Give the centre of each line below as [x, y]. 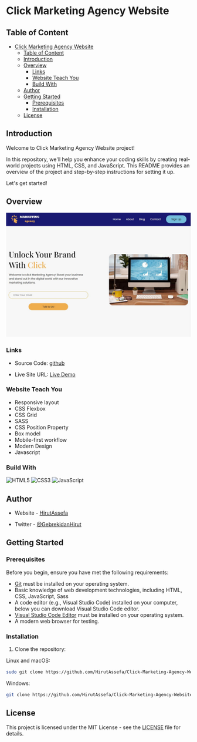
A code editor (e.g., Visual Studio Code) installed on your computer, [96, 602]
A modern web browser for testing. [57, 621]
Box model [28, 434]
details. [15, 733]
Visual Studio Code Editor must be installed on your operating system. [99, 615]
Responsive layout [37, 402]
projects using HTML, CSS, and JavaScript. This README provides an [105, 165]
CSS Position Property [41, 427]
